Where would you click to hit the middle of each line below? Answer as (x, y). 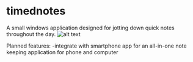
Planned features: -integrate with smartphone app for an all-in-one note (97, 46)
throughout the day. (31, 34)
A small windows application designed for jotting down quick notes (91, 28)
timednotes (36, 11)
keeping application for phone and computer (62, 52)
